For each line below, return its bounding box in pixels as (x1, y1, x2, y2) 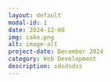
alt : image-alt (8, 41, 58, 48)
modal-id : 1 (8, 19, 47, 27)
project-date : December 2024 (8, 48, 104, 55)
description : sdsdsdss (8, 62, 83, 70)
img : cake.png (8, 33, 55, 41)
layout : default (8, 11, 61, 20)
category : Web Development (8, 55, 97, 63)
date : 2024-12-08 (8, 26, 65, 34)
